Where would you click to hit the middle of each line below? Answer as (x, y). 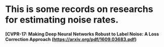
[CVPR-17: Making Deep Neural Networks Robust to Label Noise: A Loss (82, 34)
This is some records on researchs (79, 9)
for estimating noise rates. (62, 20)
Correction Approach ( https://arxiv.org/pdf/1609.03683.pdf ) (71, 39)
